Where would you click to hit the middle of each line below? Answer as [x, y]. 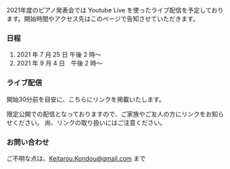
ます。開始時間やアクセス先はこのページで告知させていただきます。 [103, 19]
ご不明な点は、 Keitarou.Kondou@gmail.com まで [76, 158]
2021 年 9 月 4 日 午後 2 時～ [60, 63]
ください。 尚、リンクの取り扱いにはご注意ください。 [89, 122]
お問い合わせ [28, 142]
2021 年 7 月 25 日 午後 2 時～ [59, 54]
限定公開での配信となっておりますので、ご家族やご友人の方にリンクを [106, 114]
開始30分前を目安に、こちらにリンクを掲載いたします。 [86, 99]
